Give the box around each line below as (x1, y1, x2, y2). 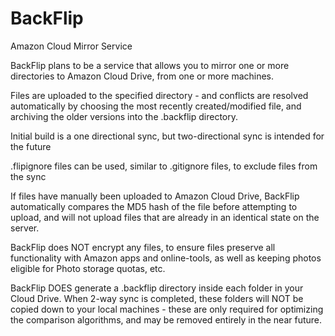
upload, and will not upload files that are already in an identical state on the (10, 211, 320, 223)
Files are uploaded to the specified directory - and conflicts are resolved (10, 89, 309, 101)
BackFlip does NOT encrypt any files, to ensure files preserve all (10, 241, 276, 253)
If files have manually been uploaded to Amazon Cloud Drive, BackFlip (10, 190, 300, 202)
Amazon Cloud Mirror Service (10, 40, 133, 52)
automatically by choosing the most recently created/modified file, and (10, 100, 302, 112)
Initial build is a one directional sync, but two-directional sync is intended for (10, 130, 325, 142)
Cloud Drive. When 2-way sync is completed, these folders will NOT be (10, 292, 304, 304)
